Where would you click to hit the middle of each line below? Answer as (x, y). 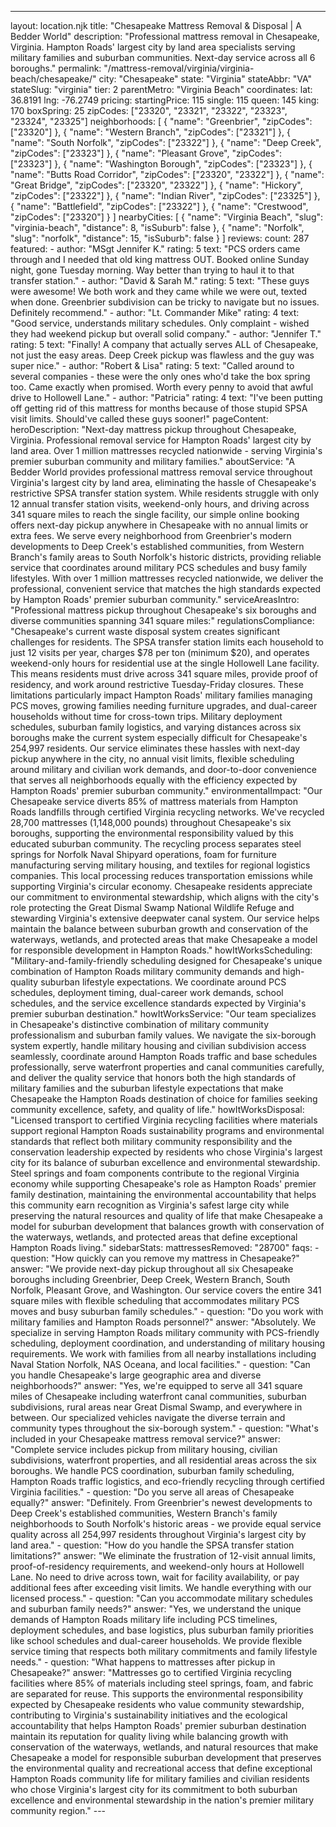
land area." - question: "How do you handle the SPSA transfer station (152, 1545)
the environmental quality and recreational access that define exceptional (161, 1768)
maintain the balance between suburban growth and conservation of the (159, 929)
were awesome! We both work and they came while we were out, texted (159, 291)
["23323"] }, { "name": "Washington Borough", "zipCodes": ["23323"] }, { (161, 164)
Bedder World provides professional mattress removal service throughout (161, 472)
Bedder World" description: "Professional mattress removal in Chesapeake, (165, 36)
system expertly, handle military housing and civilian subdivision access (158, 1045)
